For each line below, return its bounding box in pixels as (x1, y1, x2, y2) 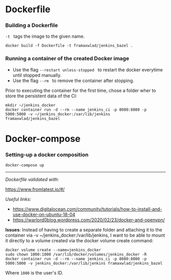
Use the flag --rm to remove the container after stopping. (12, 78, 134, 84)
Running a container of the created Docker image (5, 55, 129, 62)
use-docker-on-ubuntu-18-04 (12, 212, 75, 218)
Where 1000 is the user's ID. (5, 270, 64, 276)
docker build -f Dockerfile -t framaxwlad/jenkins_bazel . (5, 43, 133, 48)
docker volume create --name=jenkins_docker (5, 247, 101, 253)
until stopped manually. (12, 72, 62, 78)
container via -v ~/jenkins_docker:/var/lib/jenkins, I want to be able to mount (5, 232, 165, 238)
